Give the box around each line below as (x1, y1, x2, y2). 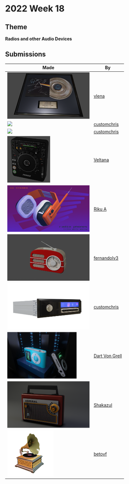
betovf (93, 451, 107, 457)
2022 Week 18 (5, 3, 65, 14)
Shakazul (93, 402, 112, 408)
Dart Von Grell (93, 353, 122, 359)
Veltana (93, 157, 109, 163)
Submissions (5, 50, 46, 58)
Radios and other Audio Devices (5, 36, 72, 42)
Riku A (93, 206, 107, 212)
